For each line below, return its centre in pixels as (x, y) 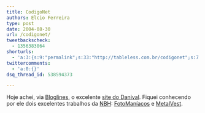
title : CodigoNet (29, 12)
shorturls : (20, 52)
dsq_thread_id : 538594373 (39, 75)
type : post (20, 23)
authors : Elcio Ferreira (38, 18)
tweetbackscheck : (29, 40)
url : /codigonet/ (29, 35)
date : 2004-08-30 (29, 29)
